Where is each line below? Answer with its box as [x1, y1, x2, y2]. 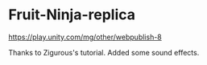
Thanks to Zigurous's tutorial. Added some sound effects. [8, 47, 200, 57]
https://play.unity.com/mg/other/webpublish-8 [8, 32, 163, 42]
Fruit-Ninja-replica [8, 6, 135, 24]
